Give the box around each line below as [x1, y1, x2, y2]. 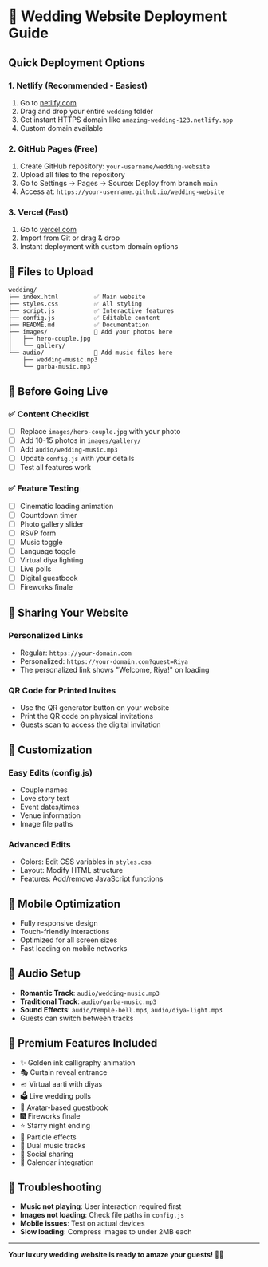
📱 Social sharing [19, 1149, 74, 1158]
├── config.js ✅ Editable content [8, 314, 160, 322]
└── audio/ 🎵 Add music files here [8, 349, 173, 357]
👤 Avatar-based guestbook [19, 1103, 108, 1112]
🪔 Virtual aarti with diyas [19, 1079, 103, 1088]
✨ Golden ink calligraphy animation [19, 1057, 136, 1068]
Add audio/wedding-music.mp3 [19, 444, 118, 454]
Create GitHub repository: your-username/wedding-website [19, 161, 211, 171]
